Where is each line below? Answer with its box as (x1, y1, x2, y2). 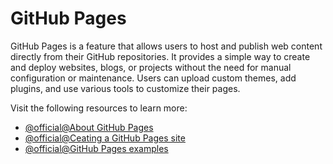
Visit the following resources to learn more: (10, 102, 188, 114)
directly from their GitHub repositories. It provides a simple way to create (10, 50, 311, 62)
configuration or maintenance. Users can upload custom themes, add (10, 72, 297, 84)
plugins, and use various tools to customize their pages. (10, 82, 241, 94)
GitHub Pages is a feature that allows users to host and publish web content (10, 40, 323, 52)
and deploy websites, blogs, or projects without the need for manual (10, 61, 292, 73)
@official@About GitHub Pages (24, 121, 154, 133)
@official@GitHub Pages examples (24, 142, 169, 154)
